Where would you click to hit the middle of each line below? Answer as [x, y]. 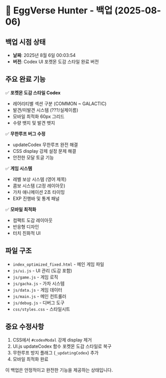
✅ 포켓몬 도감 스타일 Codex [33, 92]
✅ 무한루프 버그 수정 [26, 133]
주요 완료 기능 [26, 79]
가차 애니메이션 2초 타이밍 [39, 192]
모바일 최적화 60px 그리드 [39, 116]
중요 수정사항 [25, 327]
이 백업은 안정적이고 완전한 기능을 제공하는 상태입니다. [59, 370]
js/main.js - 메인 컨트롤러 [39, 296]
